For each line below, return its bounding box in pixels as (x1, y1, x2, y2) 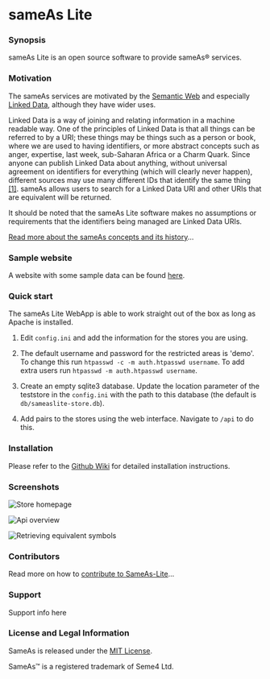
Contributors (8, 550, 60, 561)
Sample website (8, 252, 73, 263)
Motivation (8, 72, 52, 84)
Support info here (8, 607, 67, 617)
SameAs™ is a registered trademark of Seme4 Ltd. (8, 661, 175, 671)
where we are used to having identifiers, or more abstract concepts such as (8, 141, 260, 151)
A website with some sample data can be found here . (8, 271, 185, 280)
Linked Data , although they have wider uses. (8, 99, 156, 110)
